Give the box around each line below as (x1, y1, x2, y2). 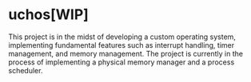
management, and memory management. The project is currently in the (8, 49, 244, 58)
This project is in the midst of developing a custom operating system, (8, 32, 236, 41)
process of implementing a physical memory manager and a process (8, 57, 235, 67)
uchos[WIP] (8, 6, 90, 24)
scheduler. (8, 65, 43, 75)
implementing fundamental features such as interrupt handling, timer (8, 40, 234, 49)
